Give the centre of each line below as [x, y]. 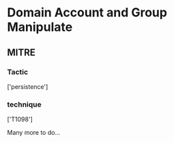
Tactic [18, 72]
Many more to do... [34, 133]
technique [25, 104]
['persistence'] [28, 86]
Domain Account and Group [87, 13]
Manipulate [40, 27]
